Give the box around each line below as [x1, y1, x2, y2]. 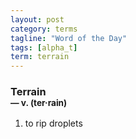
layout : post [10, 14, 65, 25]
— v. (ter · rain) [10, 97, 68, 109]
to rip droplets [24, 117, 83, 130]
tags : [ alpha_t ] [10, 42, 78, 53]
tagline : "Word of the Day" [10, 33, 128, 43]
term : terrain [10, 52, 70, 62]
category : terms [10, 24, 78, 34]
